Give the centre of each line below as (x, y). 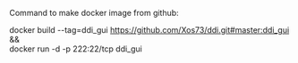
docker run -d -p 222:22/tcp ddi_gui (76, 49)
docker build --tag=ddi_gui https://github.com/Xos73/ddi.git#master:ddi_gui (149, 30)
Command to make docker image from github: (94, 13)
